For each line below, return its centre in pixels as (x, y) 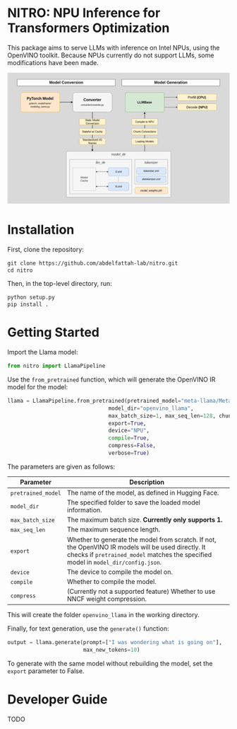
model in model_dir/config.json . (114, 562)
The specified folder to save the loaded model (134, 502)
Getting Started (54, 332)
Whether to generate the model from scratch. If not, (141, 539)
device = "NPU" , (129, 431)
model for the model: (38, 386)
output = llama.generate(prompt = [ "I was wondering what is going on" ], (115, 642)
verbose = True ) (129, 453)
